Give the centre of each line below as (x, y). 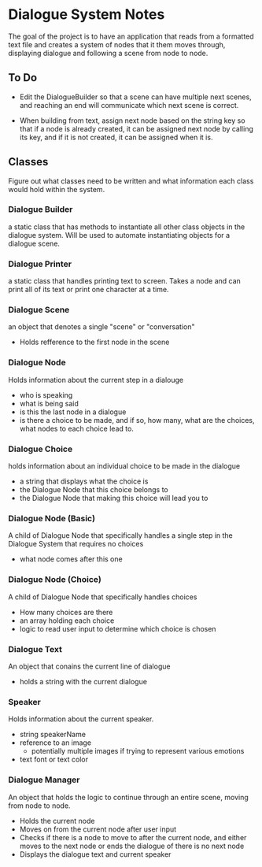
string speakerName (53, 735)
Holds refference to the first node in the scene (94, 342)
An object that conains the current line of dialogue (89, 666)
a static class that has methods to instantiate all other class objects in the (127, 227)
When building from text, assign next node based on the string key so (132, 120)
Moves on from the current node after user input (98, 829)
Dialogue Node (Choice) (55, 580)
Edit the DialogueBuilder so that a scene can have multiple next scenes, (135, 97)
